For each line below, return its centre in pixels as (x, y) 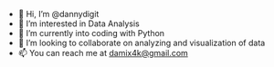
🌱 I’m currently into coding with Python (91, 33)
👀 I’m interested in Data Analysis (79, 24)
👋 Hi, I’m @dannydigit (58, 14)
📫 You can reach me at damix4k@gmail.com (103, 53)
